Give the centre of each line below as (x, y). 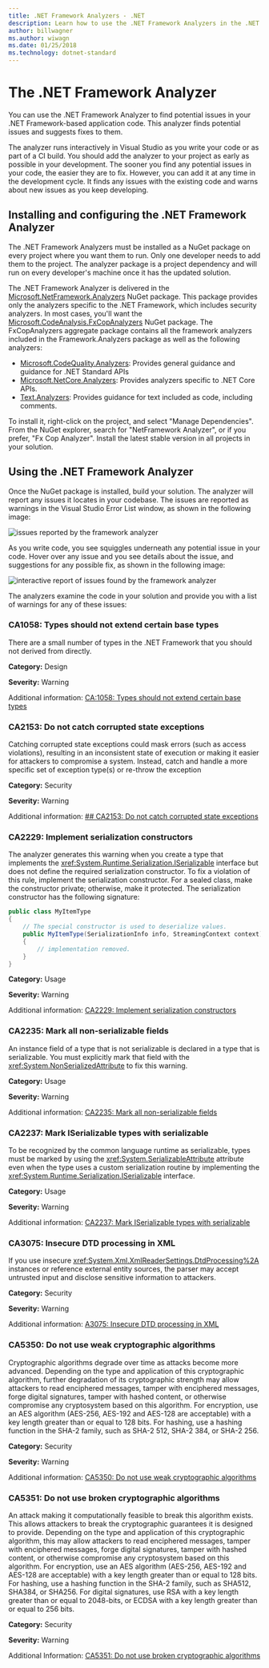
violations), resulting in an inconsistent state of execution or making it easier (134, 753)
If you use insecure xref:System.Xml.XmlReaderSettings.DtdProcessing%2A (134, 1261)
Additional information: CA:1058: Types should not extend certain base (125, 697)
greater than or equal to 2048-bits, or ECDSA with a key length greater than (133, 1600)
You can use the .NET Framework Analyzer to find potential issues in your (130, 115)
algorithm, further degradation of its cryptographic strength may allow (124, 1380)
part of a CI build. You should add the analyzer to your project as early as (129, 155)
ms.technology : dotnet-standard (62, 53)
